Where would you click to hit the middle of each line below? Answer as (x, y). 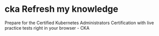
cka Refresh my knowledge (61, 9)
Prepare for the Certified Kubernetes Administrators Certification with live (79, 23)
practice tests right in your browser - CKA (47, 28)
